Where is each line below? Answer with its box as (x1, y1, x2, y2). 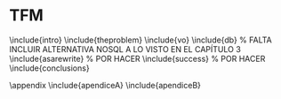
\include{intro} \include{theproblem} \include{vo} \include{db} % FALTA (9, 34, 273, 45)
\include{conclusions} (9, 63, 91, 73)
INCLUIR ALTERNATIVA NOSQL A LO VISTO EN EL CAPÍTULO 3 (9, 43, 242, 54)
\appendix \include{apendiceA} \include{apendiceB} (9, 80, 202, 90)
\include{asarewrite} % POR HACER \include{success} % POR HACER (9, 53, 266, 64)
